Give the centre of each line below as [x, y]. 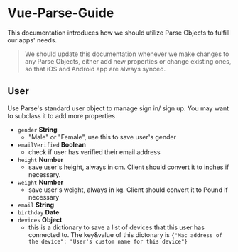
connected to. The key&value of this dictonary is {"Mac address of [125, 234]
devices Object [40, 219]
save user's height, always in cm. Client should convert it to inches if [129, 167]
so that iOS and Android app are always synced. [95, 69]
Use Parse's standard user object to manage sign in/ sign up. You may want [118, 108]
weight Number [40, 182]
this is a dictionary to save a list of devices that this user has [116, 227]
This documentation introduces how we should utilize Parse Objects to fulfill [119, 33]
